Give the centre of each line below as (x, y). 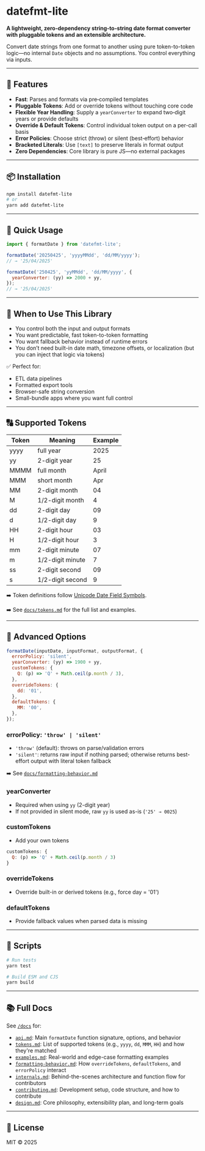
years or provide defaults (47, 119)
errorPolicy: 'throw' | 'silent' (54, 735)
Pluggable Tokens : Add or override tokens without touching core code (104, 106)
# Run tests (21, 960)
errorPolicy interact (41, 1070)
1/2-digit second (62, 579)
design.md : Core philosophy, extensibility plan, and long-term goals (99, 1103)
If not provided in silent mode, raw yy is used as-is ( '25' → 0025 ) (96, 811)
